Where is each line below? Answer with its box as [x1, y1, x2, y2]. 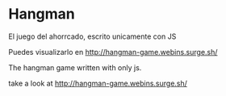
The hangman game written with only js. [8, 62, 142, 73]
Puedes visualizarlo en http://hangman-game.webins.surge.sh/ [8, 47, 218, 56]
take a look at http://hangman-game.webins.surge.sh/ [8, 78, 188, 88]
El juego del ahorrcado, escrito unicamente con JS [8, 31, 177, 41]
